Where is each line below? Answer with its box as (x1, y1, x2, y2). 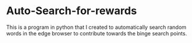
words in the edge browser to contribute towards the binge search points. (6, 29, 187, 37)
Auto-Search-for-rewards (6, 4, 137, 18)
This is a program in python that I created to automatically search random (6, 24, 187, 31)
